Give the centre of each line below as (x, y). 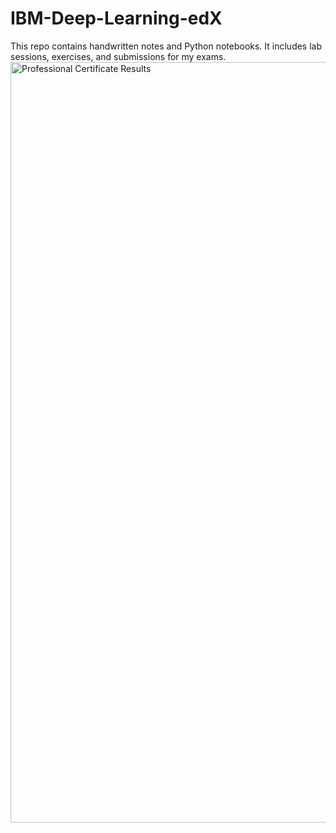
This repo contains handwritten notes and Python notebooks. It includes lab (166, 46)
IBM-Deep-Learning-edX (116, 18)
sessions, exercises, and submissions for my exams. (118, 56)
